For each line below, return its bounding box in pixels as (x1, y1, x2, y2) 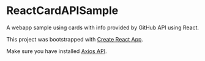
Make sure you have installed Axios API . (6, 47, 107, 55)
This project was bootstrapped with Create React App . (6, 35, 144, 43)
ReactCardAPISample (6, 4, 119, 18)
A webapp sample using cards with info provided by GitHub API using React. (6, 24, 199, 31)
